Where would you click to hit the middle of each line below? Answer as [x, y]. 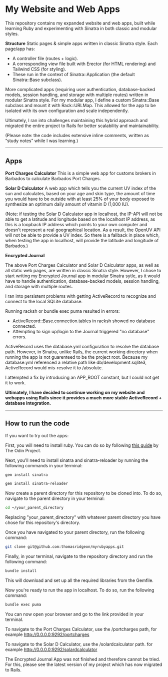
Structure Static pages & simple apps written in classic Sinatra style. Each [81, 43]
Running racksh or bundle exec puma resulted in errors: [62, 311]
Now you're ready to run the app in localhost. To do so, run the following [80, 590]
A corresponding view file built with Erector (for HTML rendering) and [84, 64]
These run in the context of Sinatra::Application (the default [73, 74]
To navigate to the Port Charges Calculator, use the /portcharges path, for [81, 629]
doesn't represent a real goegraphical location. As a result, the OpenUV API [83, 230]
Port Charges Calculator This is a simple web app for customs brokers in [80, 173]
